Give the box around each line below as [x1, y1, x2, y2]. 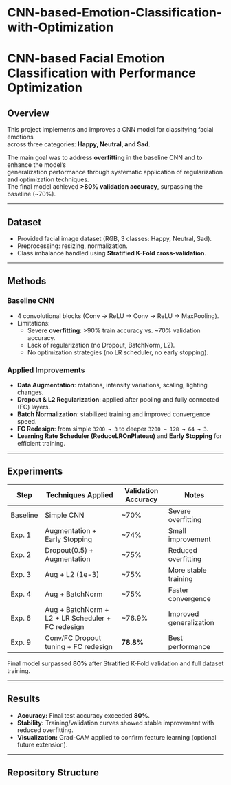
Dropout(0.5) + [44, 545, 94, 555]
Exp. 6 [10, 613, 32, 623]
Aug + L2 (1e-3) [44, 569, 100, 579]
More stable [168, 565, 208, 575]
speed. [16, 417, 37, 425]
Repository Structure [7, 767, 100, 778]
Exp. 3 [10, 569, 32, 579]
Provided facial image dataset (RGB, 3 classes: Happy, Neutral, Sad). [16, 235, 212, 242]
